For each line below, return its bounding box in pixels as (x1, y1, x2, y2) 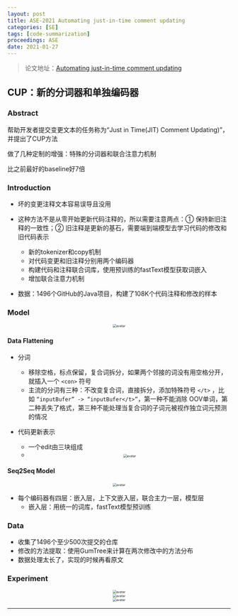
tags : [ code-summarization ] (7, 30, 91, 38)
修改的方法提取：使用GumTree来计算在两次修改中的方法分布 (17, 546, 193, 555)
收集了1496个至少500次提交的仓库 (17, 537, 118, 546)
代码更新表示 (17, 428, 55, 436)
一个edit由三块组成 (28, 443, 84, 451)
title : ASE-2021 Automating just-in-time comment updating (7, 17, 186, 24)
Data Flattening (7, 336, 54, 345)
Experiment (7, 573, 48, 583)
